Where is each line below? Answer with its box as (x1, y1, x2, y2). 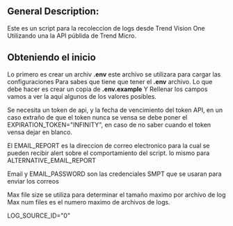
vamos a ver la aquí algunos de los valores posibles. (7, 92, 156, 100)
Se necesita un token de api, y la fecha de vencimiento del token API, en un (7, 106, 223, 114)
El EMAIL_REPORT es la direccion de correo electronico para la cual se (7, 141, 210, 150)
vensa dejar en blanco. (7, 128, 73, 136)
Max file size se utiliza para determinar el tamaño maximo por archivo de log (7, 191, 226, 199)
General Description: (7, 6, 99, 17)
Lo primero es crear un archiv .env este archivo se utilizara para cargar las (7, 70, 221, 79)
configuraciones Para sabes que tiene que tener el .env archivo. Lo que (7, 77, 213, 86)
